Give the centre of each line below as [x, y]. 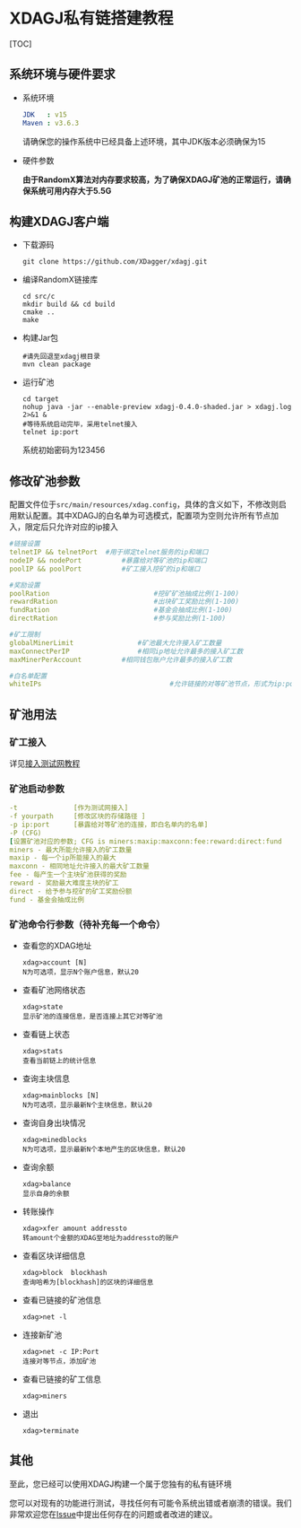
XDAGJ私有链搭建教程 [91, 18]
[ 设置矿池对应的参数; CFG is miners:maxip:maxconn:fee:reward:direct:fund [146, 841]
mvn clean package [56, 364]
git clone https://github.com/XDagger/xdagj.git [115, 262]
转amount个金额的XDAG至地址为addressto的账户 [100, 1238]
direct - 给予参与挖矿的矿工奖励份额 [71, 891]
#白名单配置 [28, 676]
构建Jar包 [40, 338]
